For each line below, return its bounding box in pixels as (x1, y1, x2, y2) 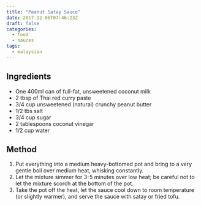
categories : (6, 26, 37, 32)
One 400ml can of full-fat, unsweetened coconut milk (15, 87, 151, 95)
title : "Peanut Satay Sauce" (6, 9, 81, 15)
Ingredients (6, 72, 51, 82)
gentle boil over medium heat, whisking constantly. (15, 167, 144, 174)
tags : (6, 43, 20, 50)
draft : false (6, 20, 40, 26)
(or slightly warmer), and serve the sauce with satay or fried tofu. (15, 193, 180, 200)
